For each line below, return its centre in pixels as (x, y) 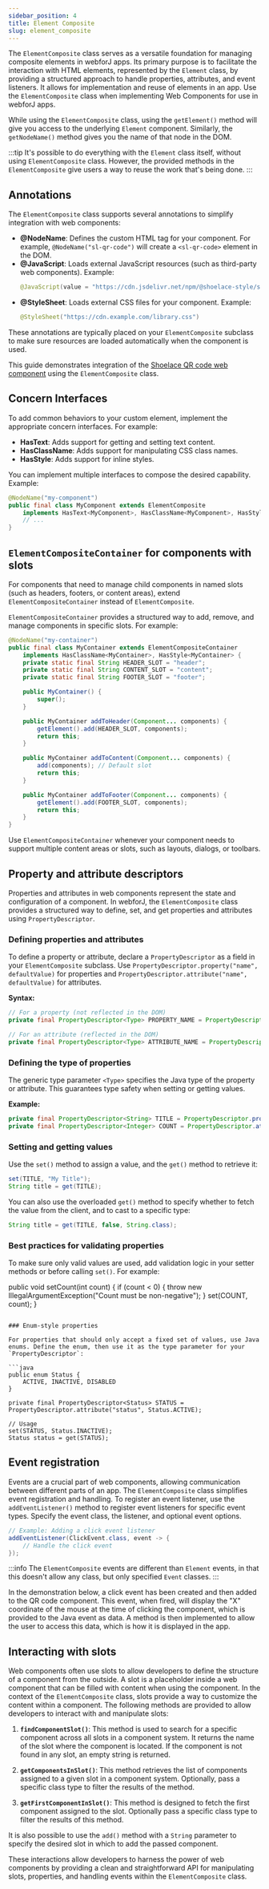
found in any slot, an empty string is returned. (95, 1755)
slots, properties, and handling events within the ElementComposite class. (128, 1876)
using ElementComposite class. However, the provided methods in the (121, 161)
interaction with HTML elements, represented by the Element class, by (123, 71)
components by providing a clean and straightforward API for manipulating (131, 1868)
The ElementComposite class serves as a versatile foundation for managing (130, 54)
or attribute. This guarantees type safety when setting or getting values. (127, 1089)
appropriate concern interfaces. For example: (83, 427)
